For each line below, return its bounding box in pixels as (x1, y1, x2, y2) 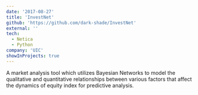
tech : (6, 31, 20, 37)
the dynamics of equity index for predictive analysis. (6, 81, 135, 89)
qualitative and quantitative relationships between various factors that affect (6, 75, 192, 83)
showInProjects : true (6, 53, 60, 59)
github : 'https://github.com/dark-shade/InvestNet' (6, 20, 136, 26)
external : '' (6, 25, 39, 31)
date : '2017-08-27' (6, 8, 55, 15)
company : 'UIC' (6, 47, 44, 53)
